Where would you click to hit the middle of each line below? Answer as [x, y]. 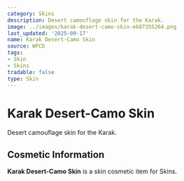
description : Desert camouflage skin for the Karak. [86, 20]
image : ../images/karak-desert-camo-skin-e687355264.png [92, 27]
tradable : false [31, 72]
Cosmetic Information [56, 154]
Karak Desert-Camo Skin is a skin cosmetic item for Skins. [92, 171]
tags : [15, 53]
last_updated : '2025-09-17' [48, 33]
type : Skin [23, 79]
